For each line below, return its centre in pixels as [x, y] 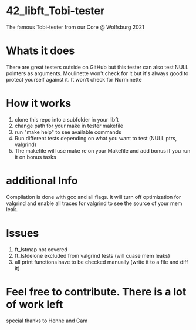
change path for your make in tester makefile [69, 126]
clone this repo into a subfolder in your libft [67, 119]
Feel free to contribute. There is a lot [96, 292]
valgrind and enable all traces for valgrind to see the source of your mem [94, 203]
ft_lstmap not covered [41, 249]
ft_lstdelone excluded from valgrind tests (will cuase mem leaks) [92, 255]
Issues [23, 233]
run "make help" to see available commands [68, 132]
